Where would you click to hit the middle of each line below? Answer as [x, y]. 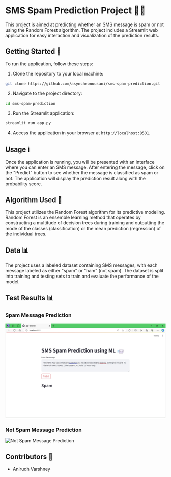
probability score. [24, 184]
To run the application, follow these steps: [49, 64]
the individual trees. [26, 234]
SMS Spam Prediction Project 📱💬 [76, 10]
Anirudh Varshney [32, 469]
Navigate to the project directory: [47, 93]
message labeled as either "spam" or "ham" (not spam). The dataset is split [84, 270]
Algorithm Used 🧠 [34, 200]
